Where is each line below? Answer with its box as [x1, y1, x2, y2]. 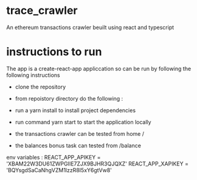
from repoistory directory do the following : [15, 95, 123, 102]
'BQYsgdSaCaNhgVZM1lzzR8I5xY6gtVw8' [6, 166, 112, 173]
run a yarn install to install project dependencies [15, 107, 136, 114]
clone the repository [15, 83, 66, 90]
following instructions [6, 71, 60, 79]
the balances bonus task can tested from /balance [15, 142, 142, 149]
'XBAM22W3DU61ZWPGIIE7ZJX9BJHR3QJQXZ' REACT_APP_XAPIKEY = [6, 160, 188, 167]
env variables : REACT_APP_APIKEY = [6, 153, 102, 161]
